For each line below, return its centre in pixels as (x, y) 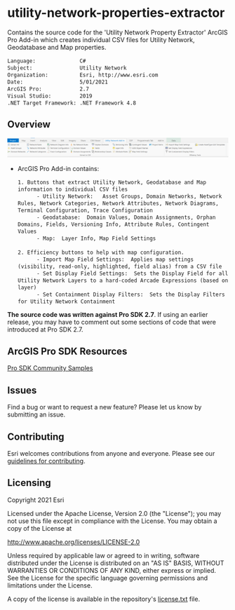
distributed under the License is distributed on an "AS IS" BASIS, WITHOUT (116, 563)
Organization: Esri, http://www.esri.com (83, 75)
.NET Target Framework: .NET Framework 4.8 (72, 103)
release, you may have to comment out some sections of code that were (112, 322)
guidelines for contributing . (46, 461)
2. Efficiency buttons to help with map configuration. (101, 252)
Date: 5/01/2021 (58, 82)
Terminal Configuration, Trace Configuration (85, 210)
